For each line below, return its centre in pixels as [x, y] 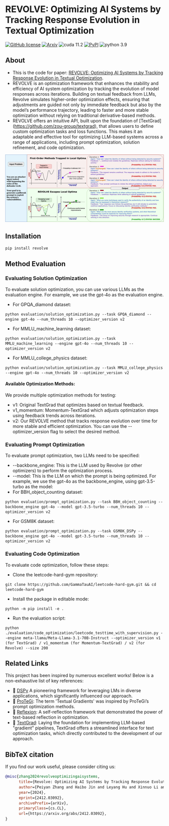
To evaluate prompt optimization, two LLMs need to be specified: [72, 456]
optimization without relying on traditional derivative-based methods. [84, 115]
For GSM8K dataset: [33, 521]
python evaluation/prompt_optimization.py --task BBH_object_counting [81, 502]
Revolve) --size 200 [27, 648]
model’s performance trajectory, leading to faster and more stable [81, 110]
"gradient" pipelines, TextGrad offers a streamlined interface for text [83, 728]
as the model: [39, 487]
